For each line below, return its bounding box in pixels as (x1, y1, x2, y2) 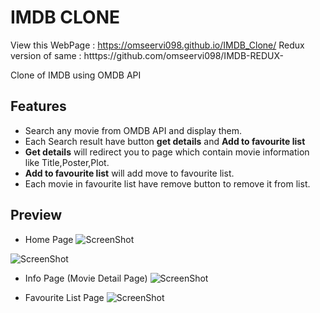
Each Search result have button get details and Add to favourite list (24, 135, 306, 147)
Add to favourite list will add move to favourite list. (24, 167, 235, 179)
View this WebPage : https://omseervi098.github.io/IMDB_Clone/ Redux (10, 39, 305, 51)
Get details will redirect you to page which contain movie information (24, 146, 310, 158)
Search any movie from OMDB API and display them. (24, 124, 243, 136)
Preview (10, 207, 63, 224)
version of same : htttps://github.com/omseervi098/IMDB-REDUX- (10, 49, 284, 61)
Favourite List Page (24, 291, 105, 303)
